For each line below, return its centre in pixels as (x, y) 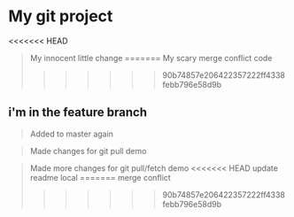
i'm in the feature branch (78, 112)
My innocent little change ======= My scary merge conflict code (151, 58)
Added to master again (72, 134)
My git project (61, 16)
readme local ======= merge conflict (101, 177)
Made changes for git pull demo (88, 151)
